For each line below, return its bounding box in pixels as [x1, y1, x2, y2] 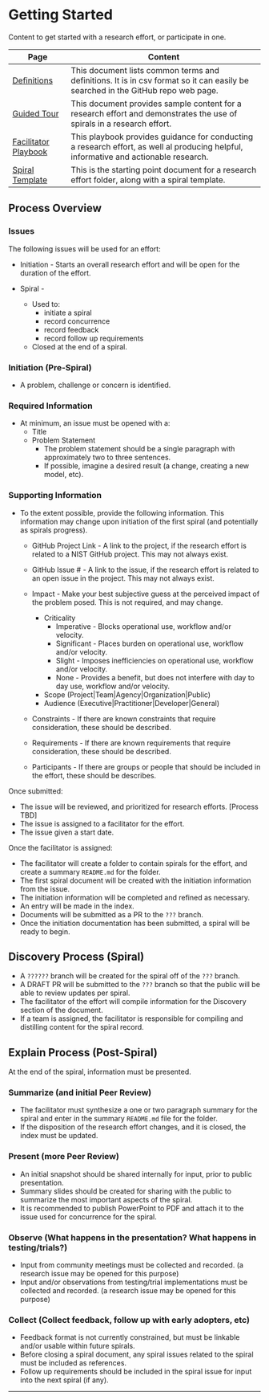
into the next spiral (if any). [19, 1375, 110, 1385]
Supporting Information [8, 490, 102, 501]
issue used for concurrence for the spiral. [19, 1211, 158, 1222]
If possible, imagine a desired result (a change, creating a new [43, 461, 250, 471]
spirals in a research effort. [70, 118, 172, 129]
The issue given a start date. [19, 827, 114, 837]
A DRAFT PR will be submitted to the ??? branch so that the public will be [19, 980, 260, 990]
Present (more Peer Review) [8, 1151, 120, 1162]
